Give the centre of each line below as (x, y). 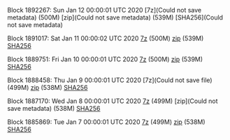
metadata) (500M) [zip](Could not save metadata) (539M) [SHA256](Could (115, 17)
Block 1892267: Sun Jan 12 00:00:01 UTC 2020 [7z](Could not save (104, 10)
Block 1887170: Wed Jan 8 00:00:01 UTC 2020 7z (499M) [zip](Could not (113, 101)
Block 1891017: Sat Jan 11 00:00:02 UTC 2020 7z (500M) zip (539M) (106, 38)
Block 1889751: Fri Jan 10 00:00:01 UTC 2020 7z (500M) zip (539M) (105, 59)
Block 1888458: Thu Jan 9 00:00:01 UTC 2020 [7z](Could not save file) (110, 80)
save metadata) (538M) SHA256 (54, 108)
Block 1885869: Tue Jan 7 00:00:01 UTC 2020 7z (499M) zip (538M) (106, 122)
